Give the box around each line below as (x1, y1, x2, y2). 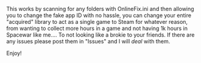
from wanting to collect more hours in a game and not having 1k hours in (6, 24, 188, 32)
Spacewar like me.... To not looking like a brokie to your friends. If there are (6, 31, 195, 39)
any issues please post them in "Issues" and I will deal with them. (6, 38, 171, 45)
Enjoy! (6, 50, 23, 57)
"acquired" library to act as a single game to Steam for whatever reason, (6, 18, 188, 25)
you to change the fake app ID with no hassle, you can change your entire (6, 12, 192, 19)
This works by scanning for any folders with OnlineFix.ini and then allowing (6, 6, 194, 12)
